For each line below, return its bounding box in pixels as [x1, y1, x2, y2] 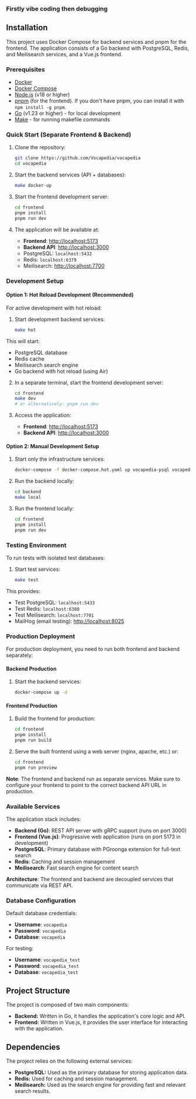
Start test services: [14, 566, 60, 573]
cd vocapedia [14, 160, 47, 167]
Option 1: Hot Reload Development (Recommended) [6, 292, 134, 299]
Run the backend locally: [14, 478, 74, 485]
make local [14, 494, 42, 501]
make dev [14, 396, 36, 402]
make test [14, 577, 39, 583]
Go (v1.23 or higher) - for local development [14, 110, 121, 117]
